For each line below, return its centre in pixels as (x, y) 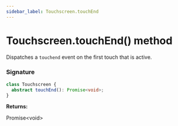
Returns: (17, 107)
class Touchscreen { (32, 84)
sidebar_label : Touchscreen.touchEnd (52, 11)
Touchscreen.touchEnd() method (89, 40)
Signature (21, 72)
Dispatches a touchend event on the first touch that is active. (79, 57)
